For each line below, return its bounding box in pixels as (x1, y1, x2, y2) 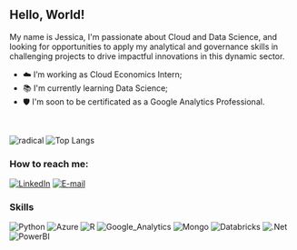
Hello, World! (9, 7, 85, 23)
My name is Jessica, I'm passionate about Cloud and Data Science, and (9, 31, 278, 42)
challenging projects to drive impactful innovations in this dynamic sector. (9, 50, 285, 62)
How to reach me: (9, 157, 89, 170)
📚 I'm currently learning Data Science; (22, 82, 168, 94)
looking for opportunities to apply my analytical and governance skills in (9, 41, 279, 52)
